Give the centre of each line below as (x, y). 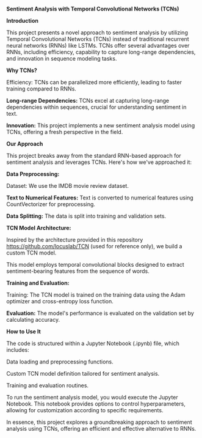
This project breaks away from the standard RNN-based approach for (94, 156)
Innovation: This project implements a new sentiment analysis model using (101, 125)
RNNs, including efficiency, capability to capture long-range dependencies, (101, 52)
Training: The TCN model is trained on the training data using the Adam (96, 295)
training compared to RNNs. (41, 89)
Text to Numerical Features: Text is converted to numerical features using (100, 198)
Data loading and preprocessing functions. (60, 362)
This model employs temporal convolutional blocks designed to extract (95, 265)
